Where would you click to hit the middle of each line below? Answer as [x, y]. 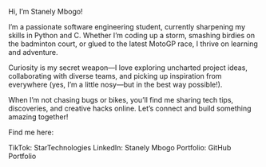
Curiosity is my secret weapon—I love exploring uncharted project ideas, [128, 68]
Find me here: [31, 132]
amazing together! [38, 117]
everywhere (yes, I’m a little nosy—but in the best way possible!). [115, 84]
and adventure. [33, 52]
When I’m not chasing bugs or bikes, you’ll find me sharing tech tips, [121, 100]
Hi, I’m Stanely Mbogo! [46, 12]
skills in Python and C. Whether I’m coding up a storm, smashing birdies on [132, 35]
